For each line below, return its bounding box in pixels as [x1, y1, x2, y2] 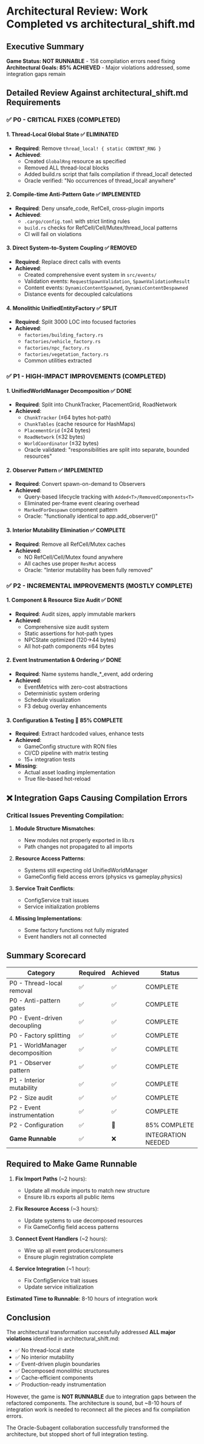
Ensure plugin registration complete [24, 1253, 114, 1261]
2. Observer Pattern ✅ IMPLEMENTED [6, 466, 103, 474]
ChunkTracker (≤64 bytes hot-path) [24, 414, 111, 421]
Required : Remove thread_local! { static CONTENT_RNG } [15, 145, 161, 152]
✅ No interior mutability [15, 1354, 74, 1361]
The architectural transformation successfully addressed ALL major [6, 1329, 176, 1336]
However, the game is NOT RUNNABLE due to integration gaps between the [6, 1393, 196, 1400]
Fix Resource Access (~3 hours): [15, 1205, 99, 1212]
